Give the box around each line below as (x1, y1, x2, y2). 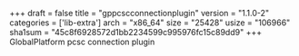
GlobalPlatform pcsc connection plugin (9, 36, 155, 47)
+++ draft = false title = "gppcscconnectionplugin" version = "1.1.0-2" (9, 8, 270, 18)
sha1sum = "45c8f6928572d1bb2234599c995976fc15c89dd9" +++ (9, 27, 262, 37)
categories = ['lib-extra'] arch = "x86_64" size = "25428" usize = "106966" (9, 17, 291, 28)
